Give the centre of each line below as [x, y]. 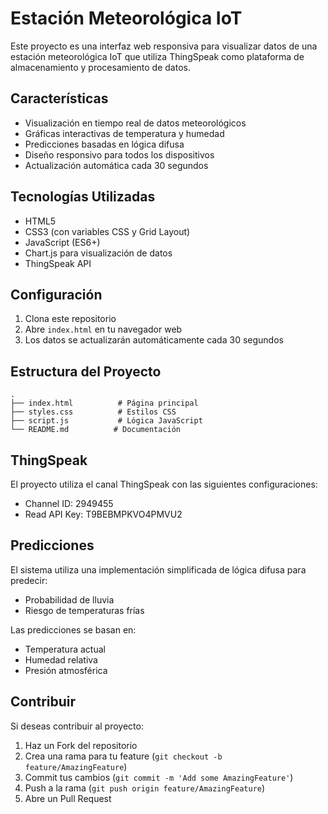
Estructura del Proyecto [86, 371]
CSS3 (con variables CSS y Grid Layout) [107, 231]
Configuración [56, 294]
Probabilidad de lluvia [69, 599]
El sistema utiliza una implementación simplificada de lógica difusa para [158, 569]
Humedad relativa [61, 659]
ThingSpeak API [58, 263]
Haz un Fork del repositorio [81, 745]
